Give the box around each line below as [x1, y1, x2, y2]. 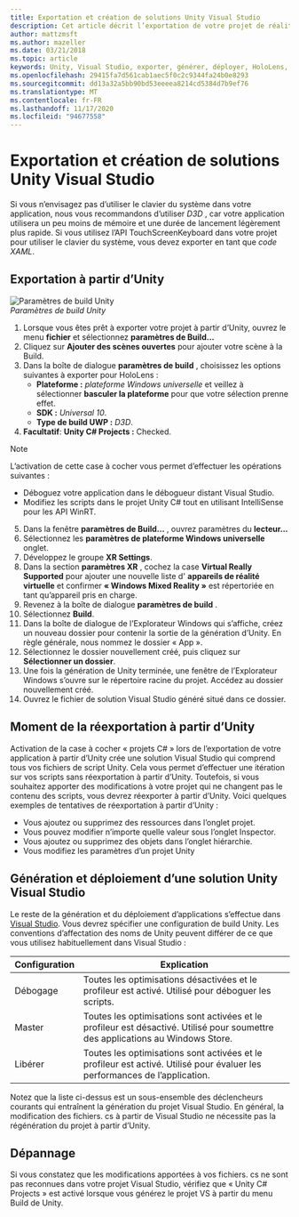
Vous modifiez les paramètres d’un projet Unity [22, 845, 195, 856]
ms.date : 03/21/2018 [10, 46, 87, 55]
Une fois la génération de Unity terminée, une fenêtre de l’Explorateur [22, 665, 278, 676]
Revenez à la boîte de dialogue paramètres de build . [22, 599, 218, 609]
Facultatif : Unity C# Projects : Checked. [22, 426, 172, 437]
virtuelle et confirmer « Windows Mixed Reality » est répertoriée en [22, 580, 274, 591]
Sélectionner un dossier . [22, 656, 116, 666]
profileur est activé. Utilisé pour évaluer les [83, 1058, 262, 1070]
